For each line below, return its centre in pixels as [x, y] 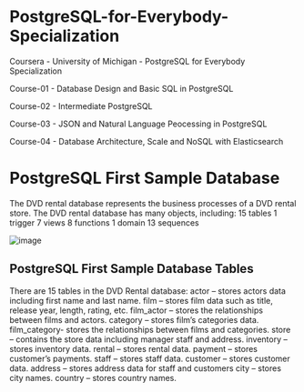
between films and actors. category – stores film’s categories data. [134, 319]
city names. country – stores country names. [93, 377]
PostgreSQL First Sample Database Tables [132, 269]
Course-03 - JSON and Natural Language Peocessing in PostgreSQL [138, 124]
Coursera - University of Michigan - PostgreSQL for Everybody [127, 61]
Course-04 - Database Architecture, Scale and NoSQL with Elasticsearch [147, 141]
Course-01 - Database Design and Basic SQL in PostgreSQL [122, 88]
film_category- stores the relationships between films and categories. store [150, 329]
